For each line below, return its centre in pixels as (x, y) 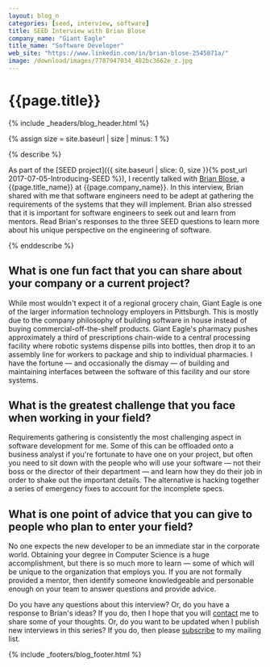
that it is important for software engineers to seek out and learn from (122, 213)
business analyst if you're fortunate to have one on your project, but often (131, 454)
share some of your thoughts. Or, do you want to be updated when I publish (134, 622)
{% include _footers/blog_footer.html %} (75, 655)
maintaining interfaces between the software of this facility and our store (129, 371)
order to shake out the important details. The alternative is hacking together (134, 480)
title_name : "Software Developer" (66, 46)
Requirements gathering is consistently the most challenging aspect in (125, 437)
